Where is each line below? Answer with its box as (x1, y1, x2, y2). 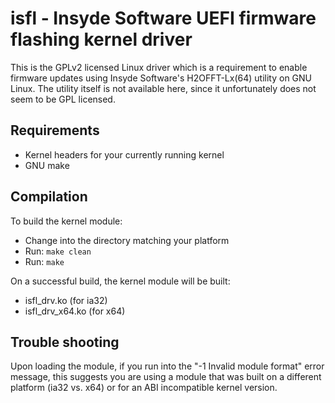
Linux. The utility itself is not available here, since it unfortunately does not (10, 82, 317, 94)
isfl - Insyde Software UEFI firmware (10, 7, 317, 30)
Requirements (10, 122, 100, 139)
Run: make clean (24, 245, 92, 257)
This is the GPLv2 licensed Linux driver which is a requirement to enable (10, 61, 308, 73)
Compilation (10, 188, 88, 206)
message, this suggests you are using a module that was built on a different (10, 371, 322, 383)
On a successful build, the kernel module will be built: (10, 275, 231, 287)
